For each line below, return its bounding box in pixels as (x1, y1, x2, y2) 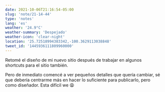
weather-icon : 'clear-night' (5, 35, 65, 40)
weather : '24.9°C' (5, 25, 43, 30)
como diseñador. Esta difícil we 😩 (5, 82, 75, 88)
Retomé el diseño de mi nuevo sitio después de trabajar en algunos (5, 57, 142, 63)
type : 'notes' (5, 16, 35, 21)
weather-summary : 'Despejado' (5, 30, 68, 35)
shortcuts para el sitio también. (5, 62, 68, 68)
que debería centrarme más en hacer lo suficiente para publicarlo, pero (5, 77, 151, 83)
